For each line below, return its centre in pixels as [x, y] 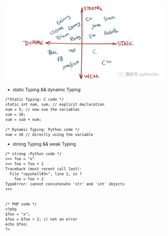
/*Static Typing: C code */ [35, 100]
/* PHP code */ [21, 204]
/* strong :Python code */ [33, 154]
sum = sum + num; [23, 120]
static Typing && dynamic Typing [47, 90]
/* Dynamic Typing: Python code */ [43, 130]
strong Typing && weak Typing [44, 144]
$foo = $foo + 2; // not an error [41, 219]
